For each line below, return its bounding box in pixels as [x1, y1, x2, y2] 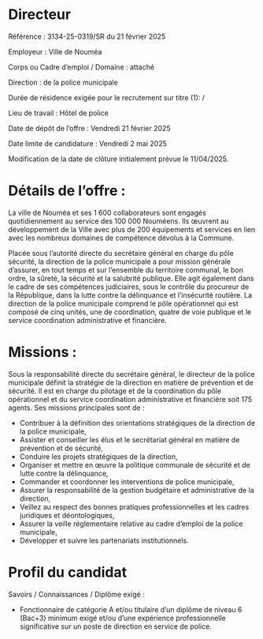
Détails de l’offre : [8, 182, 126, 200]
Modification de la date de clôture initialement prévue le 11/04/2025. [8, 154, 229, 164]
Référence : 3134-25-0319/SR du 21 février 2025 [8, 32, 166, 41]
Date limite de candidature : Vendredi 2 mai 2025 [8, 138, 167, 148]
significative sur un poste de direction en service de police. [19, 622, 213, 631]
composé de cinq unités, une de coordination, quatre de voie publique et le [8, 306, 252, 317]
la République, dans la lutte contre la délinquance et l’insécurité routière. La [8, 290, 253, 299]
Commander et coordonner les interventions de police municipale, [19, 476, 235, 487]
